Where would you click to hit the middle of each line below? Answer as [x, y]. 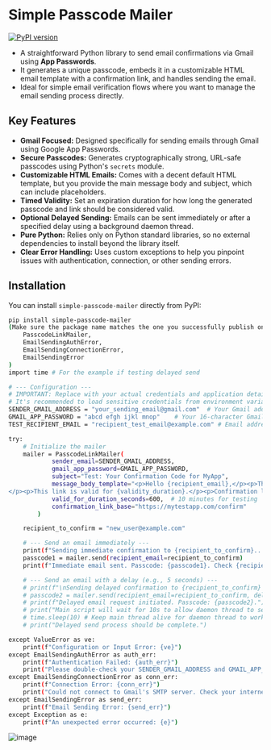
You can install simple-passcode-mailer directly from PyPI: [105, 305]
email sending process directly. [72, 95]
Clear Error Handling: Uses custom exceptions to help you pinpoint [132, 252]
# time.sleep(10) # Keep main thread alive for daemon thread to [135, 618]
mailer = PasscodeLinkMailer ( [74, 454]
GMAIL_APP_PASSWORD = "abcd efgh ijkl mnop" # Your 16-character [126, 417]
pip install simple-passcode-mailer [70, 320]
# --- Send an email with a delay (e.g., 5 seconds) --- [121, 580]
